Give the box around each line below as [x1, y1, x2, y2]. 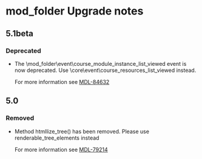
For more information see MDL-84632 [14, 78, 110, 85]
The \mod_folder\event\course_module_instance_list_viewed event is [14, 60, 187, 67]
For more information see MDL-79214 [14, 146, 108, 153]
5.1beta [5, 28, 34, 39]
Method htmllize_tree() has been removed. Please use [14, 128, 150, 135]
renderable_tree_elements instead [14, 134, 99, 141]
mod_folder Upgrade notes [5, 4, 144, 18]
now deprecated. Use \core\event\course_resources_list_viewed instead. [14, 67, 197, 74]
